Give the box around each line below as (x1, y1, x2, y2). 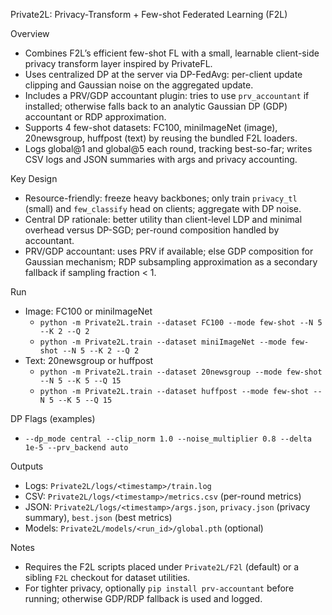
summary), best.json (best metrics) (24, 512, 173, 523)
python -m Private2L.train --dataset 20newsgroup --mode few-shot (39, 367, 323, 377)
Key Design (10, 173, 58, 184)
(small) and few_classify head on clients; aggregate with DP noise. (24, 203, 302, 214)
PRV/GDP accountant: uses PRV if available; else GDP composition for (24, 245, 314, 257)
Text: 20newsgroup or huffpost (24, 355, 154, 366)
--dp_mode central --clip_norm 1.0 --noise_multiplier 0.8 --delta (24, 434, 312, 444)
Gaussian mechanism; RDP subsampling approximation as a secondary (24, 256, 318, 268)
